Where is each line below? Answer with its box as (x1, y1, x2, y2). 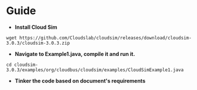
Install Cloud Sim (14, 24, 57, 31)
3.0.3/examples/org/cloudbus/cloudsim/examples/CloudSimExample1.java (6, 66, 184, 73)
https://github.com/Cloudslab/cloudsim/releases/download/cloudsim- (19, 35, 192, 41)
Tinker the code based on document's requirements (14, 77, 146, 84)
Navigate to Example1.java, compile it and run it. (14, 50, 135, 57)
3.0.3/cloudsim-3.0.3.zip (6, 40, 70, 46)
